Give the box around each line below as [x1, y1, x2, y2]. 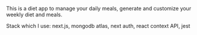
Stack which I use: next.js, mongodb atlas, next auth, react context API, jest [6, 23, 190, 29]
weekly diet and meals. [6, 11, 62, 18]
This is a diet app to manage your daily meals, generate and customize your [6, 5, 192, 12]
